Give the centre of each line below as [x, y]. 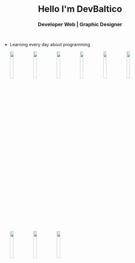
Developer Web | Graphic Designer [80, 25]
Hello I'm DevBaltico [80, 9]
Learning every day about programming [50, 45]
